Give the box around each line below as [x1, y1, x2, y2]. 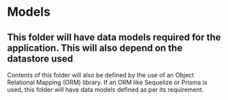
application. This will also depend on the [7, 42, 183, 53]
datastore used [7, 53, 73, 64]
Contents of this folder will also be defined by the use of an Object [7, 71, 194, 79]
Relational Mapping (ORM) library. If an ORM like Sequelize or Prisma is [7, 78, 207, 86]
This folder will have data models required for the [7, 32, 221, 43]
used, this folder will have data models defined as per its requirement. [7, 86, 204, 93]
